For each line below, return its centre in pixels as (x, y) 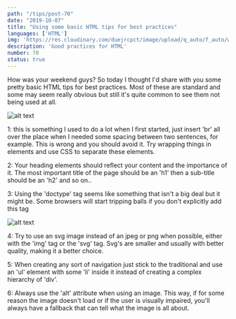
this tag (18, 209)
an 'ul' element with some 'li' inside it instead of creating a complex (105, 272)
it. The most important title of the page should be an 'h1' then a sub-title (111, 172)
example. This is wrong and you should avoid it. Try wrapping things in (110, 144)
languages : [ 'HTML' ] (38, 33)
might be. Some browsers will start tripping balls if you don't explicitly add (114, 201)
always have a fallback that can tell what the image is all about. (98, 308)
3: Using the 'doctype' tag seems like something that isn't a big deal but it (114, 193)
